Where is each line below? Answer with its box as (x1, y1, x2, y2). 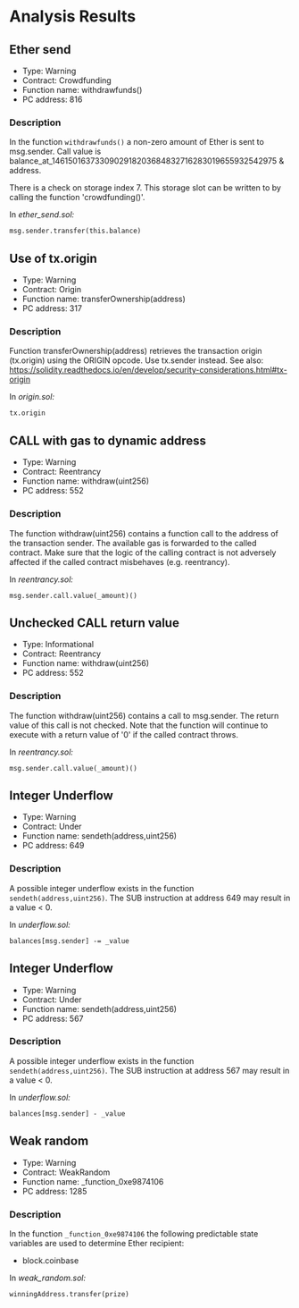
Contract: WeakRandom (21, 1167, 111, 1177)
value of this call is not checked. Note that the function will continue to (9, 720, 269, 730)
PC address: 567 (21, 1013, 84, 1024)
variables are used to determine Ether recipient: (9, 1237, 185, 1248)
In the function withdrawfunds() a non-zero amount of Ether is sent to (9, 137, 265, 148)
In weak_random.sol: (9, 1272, 87, 1283)
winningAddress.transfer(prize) (9, 1289, 129, 1298)
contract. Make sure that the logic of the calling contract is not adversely (9, 547, 277, 558)
